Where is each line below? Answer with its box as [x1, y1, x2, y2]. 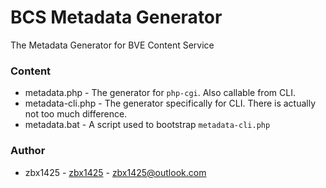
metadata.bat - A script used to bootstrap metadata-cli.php [24, 119, 271, 131]
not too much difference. [24, 108, 128, 120]
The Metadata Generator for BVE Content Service [10, 39, 215, 51]
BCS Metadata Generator [10, 6, 223, 29]
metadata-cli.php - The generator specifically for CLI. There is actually [24, 97, 317, 110]
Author [10, 144, 46, 158]
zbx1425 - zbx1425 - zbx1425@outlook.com [24, 166, 207, 178]
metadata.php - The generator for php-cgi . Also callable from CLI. [24, 87, 296, 99]
